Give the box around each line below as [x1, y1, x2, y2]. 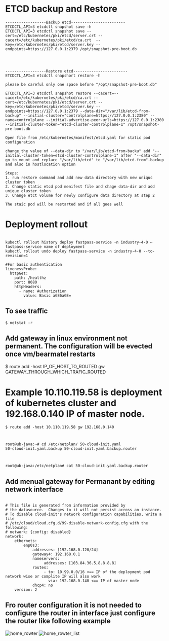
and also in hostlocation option [5, 162, 76, 167]
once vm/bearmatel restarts [5, 350, 96, 359]
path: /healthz [14, 275, 47, 280]
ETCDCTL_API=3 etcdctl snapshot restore [5, 91, 92, 96]
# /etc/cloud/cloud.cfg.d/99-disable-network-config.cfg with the [5, 521, 148, 526]
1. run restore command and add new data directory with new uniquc [5, 175, 153, 180]
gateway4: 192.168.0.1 [32, 552, 80, 557]
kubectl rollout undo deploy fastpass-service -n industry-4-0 [5, 248, 142, 254]
